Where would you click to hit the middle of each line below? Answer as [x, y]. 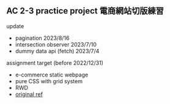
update [15, 26]
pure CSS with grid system [49, 81]
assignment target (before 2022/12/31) [55, 62]
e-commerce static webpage [52, 75]
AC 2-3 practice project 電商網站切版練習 [85, 11]
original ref [29, 94]
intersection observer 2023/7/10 [56, 44]
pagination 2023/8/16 [42, 38]
